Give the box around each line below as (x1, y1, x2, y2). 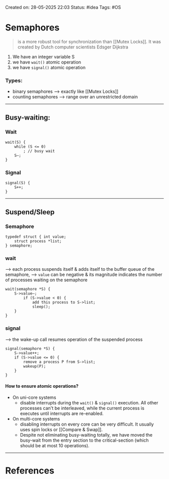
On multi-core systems (12, 415, 60, 422)
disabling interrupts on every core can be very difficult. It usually (20, 421, 154, 427)
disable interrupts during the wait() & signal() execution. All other (20, 399, 158, 405)
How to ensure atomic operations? (5, 383, 79, 389)
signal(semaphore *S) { (5, 346, 55, 351)
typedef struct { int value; (5, 234, 66, 239)
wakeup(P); (23, 364, 46, 369)
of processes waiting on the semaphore (5, 277, 88, 283)
